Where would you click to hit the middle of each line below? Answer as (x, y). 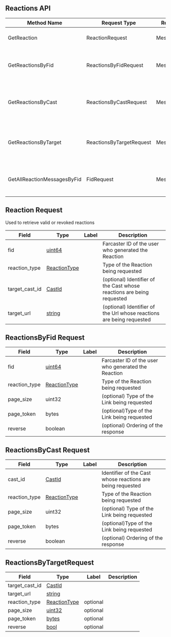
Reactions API (28, 8)
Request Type (119, 22)
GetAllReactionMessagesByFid (45, 179)
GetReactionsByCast (33, 102)
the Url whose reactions (131, 313)
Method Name (45, 22)
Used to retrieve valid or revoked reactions (50, 222)
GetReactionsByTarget (35, 142)
